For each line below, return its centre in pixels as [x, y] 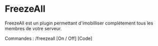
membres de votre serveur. [33, 28]
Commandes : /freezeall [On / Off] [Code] [49, 38]
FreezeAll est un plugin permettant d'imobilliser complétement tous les [79, 23]
